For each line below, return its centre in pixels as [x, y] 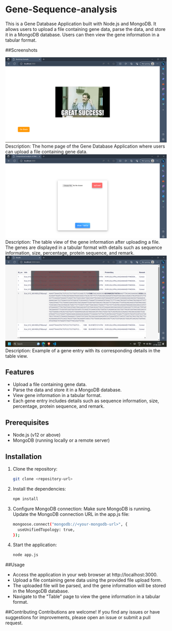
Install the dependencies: [39, 489]
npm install [25, 499]
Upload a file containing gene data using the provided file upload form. [87, 580]
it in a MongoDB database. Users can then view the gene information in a [82, 34]
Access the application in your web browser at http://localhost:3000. [85, 575]
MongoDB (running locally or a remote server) [61, 440]
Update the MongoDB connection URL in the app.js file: [71, 514]
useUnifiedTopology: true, [46, 530]
